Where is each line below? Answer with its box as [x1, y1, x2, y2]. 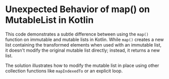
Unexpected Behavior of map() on [5, 4, 150, 15]
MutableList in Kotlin [5, 14, 94, 26]
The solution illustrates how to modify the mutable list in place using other [5, 62, 159, 68]
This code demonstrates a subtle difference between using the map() [5, 31, 149, 37]
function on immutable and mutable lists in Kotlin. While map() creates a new [5, 36, 164, 43]
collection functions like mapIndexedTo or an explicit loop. [5, 67, 123, 74]
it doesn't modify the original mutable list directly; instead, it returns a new [5, 47, 160, 53]
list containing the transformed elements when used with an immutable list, [5, 42, 162, 48]
